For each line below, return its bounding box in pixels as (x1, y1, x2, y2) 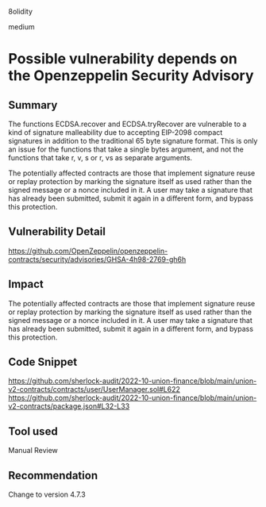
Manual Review (8, 446, 58, 455)
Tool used (8, 424, 58, 438)
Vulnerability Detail (8, 225, 106, 239)
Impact (8, 278, 44, 291)
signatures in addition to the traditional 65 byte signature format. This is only (8, 136, 258, 145)
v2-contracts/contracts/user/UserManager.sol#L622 (8, 385, 181, 394)
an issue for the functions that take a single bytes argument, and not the (8, 144, 244, 154)
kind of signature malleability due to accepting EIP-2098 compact (8, 128, 223, 137)
